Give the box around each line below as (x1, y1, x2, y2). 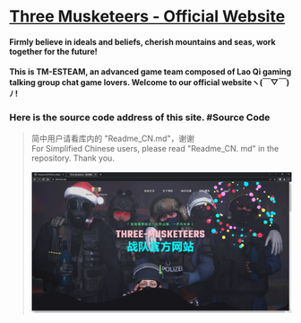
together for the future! (9, 46, 98, 57)
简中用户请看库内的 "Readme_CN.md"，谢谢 (30, 133, 195, 144)
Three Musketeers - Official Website (9, 6, 286, 27)
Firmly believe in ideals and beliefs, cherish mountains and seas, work (9, 36, 276, 47)
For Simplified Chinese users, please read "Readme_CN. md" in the (30, 143, 279, 153)
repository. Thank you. (30, 153, 115, 163)
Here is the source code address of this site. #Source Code (9, 111, 271, 124)
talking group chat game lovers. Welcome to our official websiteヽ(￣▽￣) (9, 77, 289, 88)
